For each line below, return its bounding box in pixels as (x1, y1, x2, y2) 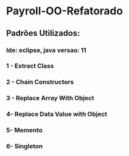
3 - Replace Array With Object (6, 94, 95, 102)
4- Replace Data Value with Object (6, 110, 108, 118)
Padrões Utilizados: (6, 28, 80, 38)
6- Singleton (6, 142, 43, 151)
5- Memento (6, 126, 43, 134)
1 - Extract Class (6, 62, 54, 70)
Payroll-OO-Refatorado (6, 4, 123, 18)
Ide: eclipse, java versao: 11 (6, 46, 87, 54)
